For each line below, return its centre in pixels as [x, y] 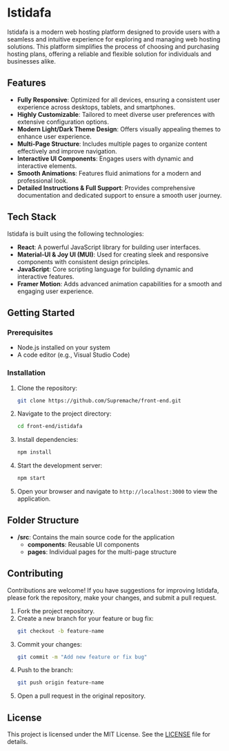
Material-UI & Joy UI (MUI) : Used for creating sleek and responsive [113, 254]
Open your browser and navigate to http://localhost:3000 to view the [117, 492]
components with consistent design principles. [83, 261]
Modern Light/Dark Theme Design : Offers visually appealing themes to [119, 129]
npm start [31, 479]
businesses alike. [32, 61]
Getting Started [41, 313]
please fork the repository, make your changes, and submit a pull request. [112, 597]
